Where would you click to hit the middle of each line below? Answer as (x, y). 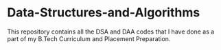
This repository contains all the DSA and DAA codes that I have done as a (111, 32)
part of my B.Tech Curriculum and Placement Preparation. (89, 38)
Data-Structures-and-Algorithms (104, 13)
